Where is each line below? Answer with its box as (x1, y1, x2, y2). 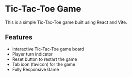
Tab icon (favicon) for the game (12, 61, 76, 67)
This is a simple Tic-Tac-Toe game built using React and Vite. (5, 19, 128, 25)
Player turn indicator (12, 51, 53, 57)
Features (5, 33, 33, 41)
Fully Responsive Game (12, 66, 59, 72)
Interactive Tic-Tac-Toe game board (12, 46, 84, 51)
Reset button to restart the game (12, 56, 78, 62)
